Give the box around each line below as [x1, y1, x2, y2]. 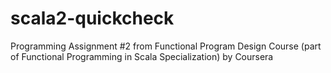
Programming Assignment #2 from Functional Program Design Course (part [10, 40, 322, 52]
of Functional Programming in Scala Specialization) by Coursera [10, 50, 274, 62]
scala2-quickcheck [10, 7, 175, 30]
